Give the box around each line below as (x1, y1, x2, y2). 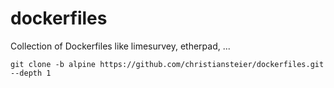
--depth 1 (10, 68, 52, 78)
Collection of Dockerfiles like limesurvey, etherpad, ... (10, 40, 231, 52)
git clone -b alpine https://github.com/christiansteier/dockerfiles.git (10, 59, 325, 69)
